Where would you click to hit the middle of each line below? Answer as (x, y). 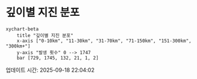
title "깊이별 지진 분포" (45, 35)
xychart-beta (22, 29)
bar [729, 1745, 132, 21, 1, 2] (58, 58)
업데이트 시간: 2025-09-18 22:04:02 (50, 70)
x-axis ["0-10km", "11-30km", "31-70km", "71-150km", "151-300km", (104, 41)
